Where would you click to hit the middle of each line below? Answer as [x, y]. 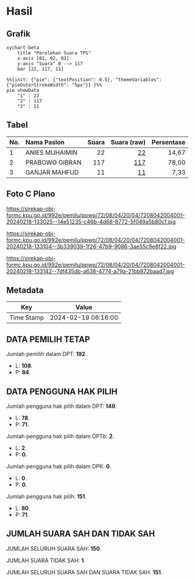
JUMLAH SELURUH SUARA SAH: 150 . [54, 548]
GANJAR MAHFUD [52, 172]
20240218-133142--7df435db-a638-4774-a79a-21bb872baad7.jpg [90, 271]
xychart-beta [23, 48]
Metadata [25, 290]
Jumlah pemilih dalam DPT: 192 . [47, 354]
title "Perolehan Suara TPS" [54, 53]
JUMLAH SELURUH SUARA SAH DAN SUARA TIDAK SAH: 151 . [84, 572]
